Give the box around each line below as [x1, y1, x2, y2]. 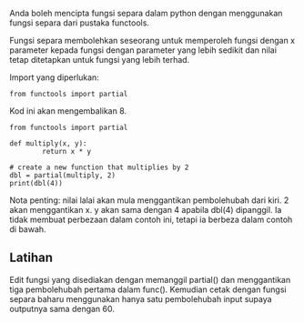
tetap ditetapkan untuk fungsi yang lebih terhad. [9, 55, 190, 65]
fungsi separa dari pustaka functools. [9, 17, 150, 28]
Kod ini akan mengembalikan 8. [9, 106, 127, 116]
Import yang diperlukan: [9, 72, 100, 83]
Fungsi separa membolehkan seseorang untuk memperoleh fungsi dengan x [9, 35, 296, 45]
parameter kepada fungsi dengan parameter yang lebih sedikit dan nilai [9, 45, 278, 56]
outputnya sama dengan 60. [9, 303, 116, 314]
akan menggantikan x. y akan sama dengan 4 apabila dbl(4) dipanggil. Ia [9, 205, 282, 215]
